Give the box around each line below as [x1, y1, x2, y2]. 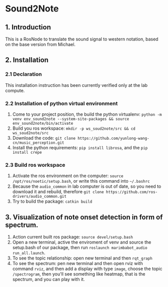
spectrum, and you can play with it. [12, 277, 85, 283]
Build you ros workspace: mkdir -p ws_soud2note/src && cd [12, 125, 136, 131]
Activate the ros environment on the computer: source [12, 173, 123, 179]
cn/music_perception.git [12, 140, 64, 145]
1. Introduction [5, 23, 51, 31]
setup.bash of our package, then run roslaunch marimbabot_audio [12, 245, 147, 251]
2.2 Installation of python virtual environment [5, 100, 118, 107]
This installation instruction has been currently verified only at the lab [5, 82, 148, 88]
